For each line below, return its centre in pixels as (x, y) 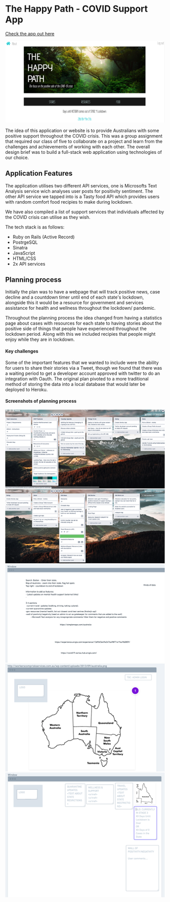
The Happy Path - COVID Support (77, 9)
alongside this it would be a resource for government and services (74, 303)
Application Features (39, 173)
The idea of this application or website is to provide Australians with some (82, 131)
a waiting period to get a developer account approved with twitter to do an (83, 373)
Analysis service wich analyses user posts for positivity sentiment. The (79, 191)
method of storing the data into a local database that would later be (75, 384)
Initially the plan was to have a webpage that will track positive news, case (83, 292)
